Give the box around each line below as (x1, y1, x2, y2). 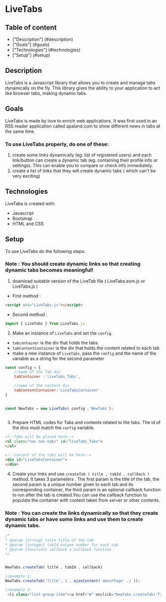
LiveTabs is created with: (5, 200, 56, 206)
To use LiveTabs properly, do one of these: (5, 140, 109, 147)
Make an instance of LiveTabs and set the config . (12, 330, 113, 336)
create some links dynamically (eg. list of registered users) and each (12, 152, 152, 158)
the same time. (5, 128, 36, 134)
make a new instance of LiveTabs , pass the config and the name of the (12, 350, 157, 356)
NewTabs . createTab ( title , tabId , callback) (5, 565, 103, 570)
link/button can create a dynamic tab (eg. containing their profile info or (12, 157, 158, 163)
